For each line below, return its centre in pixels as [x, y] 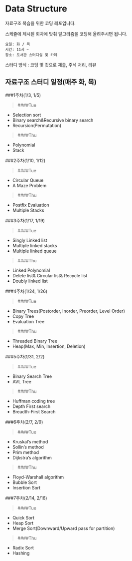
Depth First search [31, 406]
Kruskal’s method [30, 441]
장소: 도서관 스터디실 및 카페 [31, 55]
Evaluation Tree [28, 321]
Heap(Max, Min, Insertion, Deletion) [49, 346]
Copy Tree [23, 316]
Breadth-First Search [34, 411]
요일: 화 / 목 [18, 44]
